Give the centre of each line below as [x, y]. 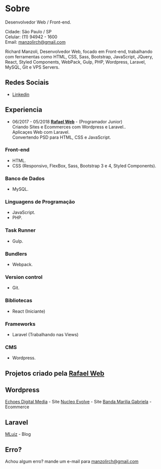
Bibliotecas [19, 300]
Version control [24, 277]
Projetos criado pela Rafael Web [55, 373]
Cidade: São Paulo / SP [28, 31]
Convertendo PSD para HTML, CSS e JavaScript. [61, 137]
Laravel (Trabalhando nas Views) [45, 334]
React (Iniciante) [29, 311]
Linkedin [21, 94]
